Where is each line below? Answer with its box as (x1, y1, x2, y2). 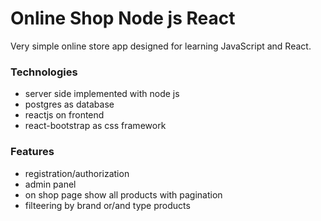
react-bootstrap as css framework (24, 120, 167, 132)
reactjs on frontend (24, 109, 105, 121)
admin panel (24, 178, 77, 190)
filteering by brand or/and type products (24, 199, 191, 211)
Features (10, 145, 55, 159)
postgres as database (24, 98, 115, 111)
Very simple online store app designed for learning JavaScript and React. (10, 40, 312, 52)
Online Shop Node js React (10, 7, 236, 30)
